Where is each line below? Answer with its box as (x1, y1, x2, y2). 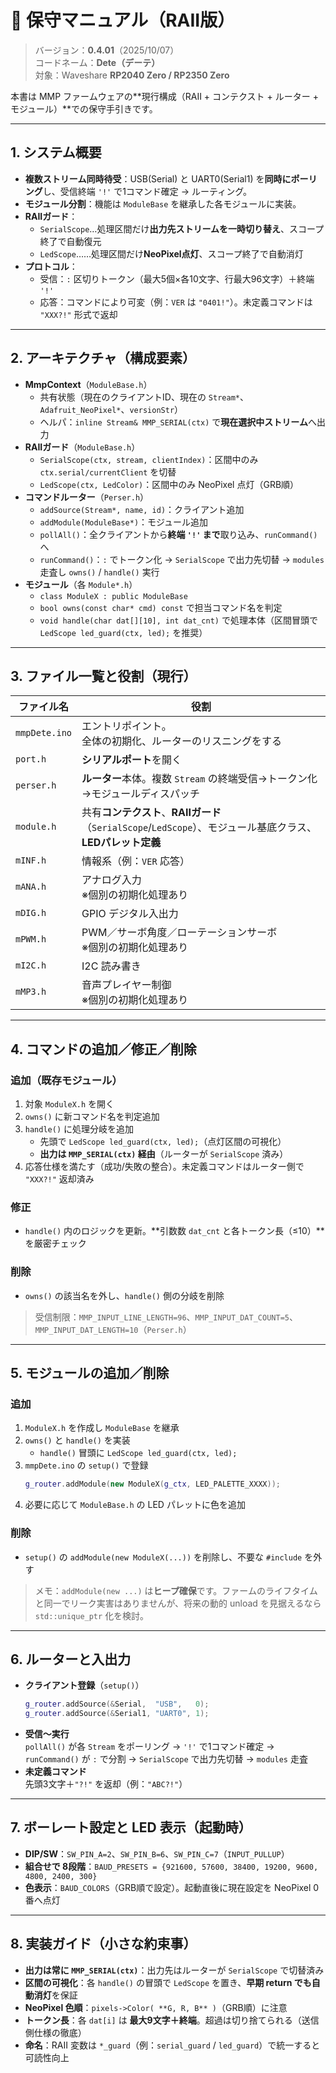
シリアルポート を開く (81, 753, 182, 767)
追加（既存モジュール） (10, 1073, 123, 1087)
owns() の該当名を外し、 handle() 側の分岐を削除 (24, 1289, 225, 1301)
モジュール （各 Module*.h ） (24, 578, 138, 590)
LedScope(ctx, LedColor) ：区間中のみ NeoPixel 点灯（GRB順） (39, 478, 300, 490)
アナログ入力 (81, 873, 142, 887)
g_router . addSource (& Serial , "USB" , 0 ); (24, 1699, 210, 1710)
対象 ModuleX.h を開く (24, 1098, 115, 1110)
